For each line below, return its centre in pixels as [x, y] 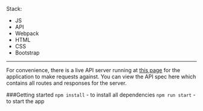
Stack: [14, 9]
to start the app [25, 101]
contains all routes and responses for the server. [66, 83]
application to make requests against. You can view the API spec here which [101, 76]
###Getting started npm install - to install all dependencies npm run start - [101, 95]
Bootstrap [27, 53]
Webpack [27, 33]
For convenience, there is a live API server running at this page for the [93, 70]
